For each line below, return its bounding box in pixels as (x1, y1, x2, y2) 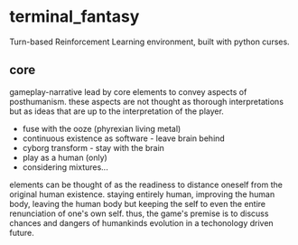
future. (9, 227, 34, 238)
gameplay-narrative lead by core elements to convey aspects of (9, 86, 247, 97)
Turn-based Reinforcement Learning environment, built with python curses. (9, 36, 291, 47)
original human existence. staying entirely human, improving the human (9, 188, 275, 200)
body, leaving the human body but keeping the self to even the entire (9, 198, 266, 209)
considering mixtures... (22, 161, 108, 173)
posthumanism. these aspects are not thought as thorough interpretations (9, 96, 284, 107)
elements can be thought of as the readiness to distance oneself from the (9, 179, 283, 190)
